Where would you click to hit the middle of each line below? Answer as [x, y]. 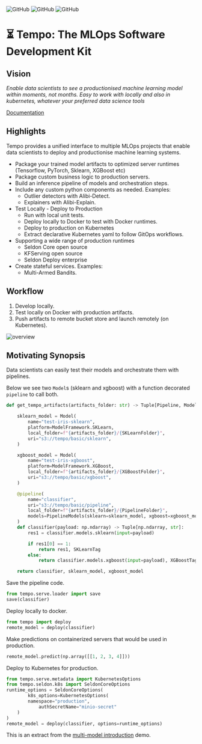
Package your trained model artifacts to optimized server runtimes [97, 164]
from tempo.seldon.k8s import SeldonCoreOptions [68, 685]
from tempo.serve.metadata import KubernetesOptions [74, 679]
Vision [19, 74]
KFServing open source [53, 253]
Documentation [25, 112]
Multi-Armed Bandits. [50, 272]
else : [35, 555]
